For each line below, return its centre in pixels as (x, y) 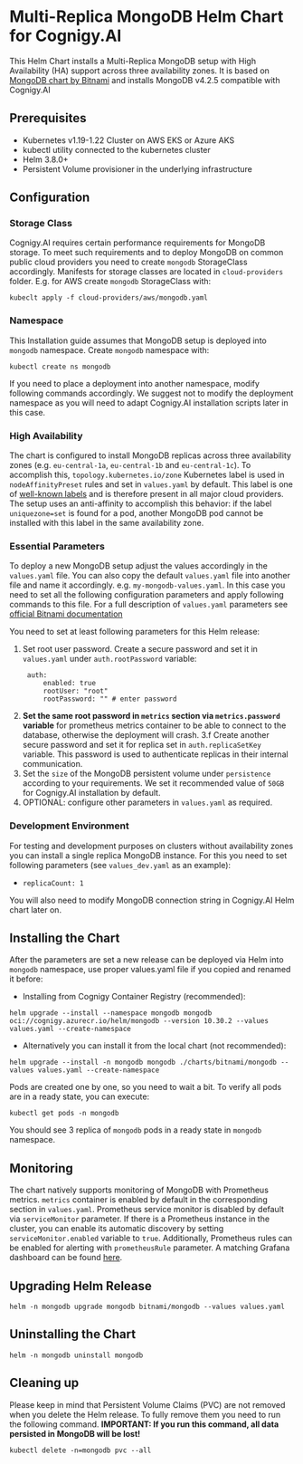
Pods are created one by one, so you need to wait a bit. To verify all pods (146, 1087)
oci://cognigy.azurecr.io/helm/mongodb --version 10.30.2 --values (139, 1021)
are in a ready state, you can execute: (80, 1096)
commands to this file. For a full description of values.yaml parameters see (149, 605)
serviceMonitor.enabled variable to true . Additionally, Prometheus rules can (151, 1239)
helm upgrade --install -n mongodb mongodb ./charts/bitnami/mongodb (143, 1062)
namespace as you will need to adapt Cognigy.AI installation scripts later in (149, 402)
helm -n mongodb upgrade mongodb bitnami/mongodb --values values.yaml (147, 1307)
